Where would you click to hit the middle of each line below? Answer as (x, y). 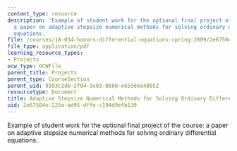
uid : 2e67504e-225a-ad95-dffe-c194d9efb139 (72, 105)
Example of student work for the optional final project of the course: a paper (118, 125)
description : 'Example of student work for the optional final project (115, 20)
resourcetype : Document (42, 92)
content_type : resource (42, 14)
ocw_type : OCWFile (34, 66)
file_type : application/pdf (49, 46)
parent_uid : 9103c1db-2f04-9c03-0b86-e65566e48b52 (83, 86)
